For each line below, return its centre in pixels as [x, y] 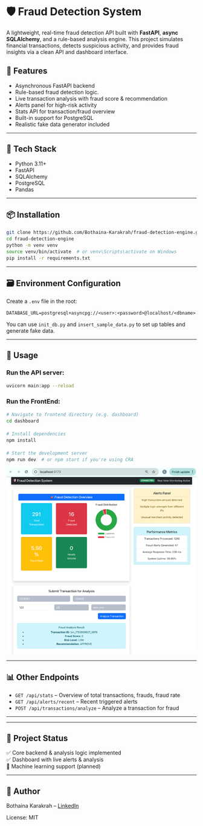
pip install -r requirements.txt [48, 258]
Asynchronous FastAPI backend [55, 85]
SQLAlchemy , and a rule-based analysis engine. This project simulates [95, 39]
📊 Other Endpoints [43, 677]
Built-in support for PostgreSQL [54, 118]
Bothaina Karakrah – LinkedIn [43, 806]
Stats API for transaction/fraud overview [65, 111]
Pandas [24, 189]
